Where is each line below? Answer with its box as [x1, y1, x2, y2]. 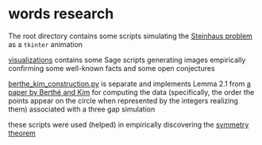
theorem [8, 128, 36, 138]
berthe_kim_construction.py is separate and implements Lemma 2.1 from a [8, 79, 252, 88]
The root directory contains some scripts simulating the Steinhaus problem [8, 31, 252, 41]
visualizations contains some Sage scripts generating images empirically [8, 55, 246, 65]
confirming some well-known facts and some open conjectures [8, 63, 216, 72]
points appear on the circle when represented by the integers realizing [8, 96, 238, 105]
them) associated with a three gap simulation [8, 104, 156, 114]
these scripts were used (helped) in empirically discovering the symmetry [8, 120, 249, 129]
